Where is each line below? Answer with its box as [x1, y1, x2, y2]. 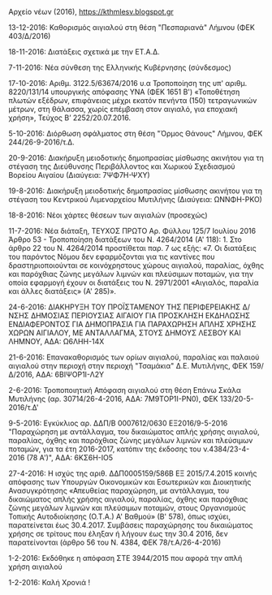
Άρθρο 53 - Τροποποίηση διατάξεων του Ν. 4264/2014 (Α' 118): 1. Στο [8, 235, 242, 244]
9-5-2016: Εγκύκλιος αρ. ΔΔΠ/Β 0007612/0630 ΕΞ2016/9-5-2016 [8, 418, 228, 428]
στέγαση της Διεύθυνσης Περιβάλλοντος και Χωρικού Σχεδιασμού [8, 162, 235, 171]
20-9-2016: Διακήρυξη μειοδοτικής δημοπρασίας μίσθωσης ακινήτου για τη [8, 153, 264, 162]
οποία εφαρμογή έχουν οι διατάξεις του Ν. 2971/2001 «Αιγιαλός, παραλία [8, 278, 259, 287]
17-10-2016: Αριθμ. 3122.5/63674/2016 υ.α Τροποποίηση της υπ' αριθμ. [8, 79, 248, 88]
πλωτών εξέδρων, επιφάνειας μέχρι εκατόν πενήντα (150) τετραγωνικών [8, 96, 257, 105]
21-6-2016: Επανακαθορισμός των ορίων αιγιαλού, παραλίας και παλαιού [8, 352, 260, 362]
